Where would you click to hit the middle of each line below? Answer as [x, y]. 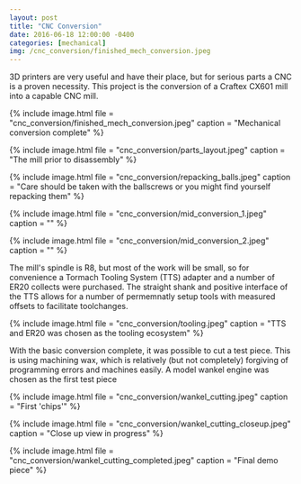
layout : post [34, 18]
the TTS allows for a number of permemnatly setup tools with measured [142, 297]
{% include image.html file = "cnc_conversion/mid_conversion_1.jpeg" [138, 214]
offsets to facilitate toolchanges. [69, 306]
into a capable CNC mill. [54, 96]
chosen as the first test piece [63, 379]
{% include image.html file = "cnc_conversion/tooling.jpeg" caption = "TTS [148, 324]
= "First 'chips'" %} [45, 406]
